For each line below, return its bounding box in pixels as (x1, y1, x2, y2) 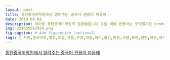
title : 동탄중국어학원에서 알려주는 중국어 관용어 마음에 (5, 12, 107, 17)
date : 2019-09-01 (5, 16, 42, 21)
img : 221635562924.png (5, 26, 53, 31)
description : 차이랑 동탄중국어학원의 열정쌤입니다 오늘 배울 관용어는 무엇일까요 (5, 21, 153, 26)
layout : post (5, 7, 33, 12)
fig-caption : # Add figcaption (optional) (5, 30, 96, 35)
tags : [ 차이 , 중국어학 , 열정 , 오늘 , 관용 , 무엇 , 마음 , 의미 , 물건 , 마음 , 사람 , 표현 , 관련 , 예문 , (5, 35, 159, 40)
